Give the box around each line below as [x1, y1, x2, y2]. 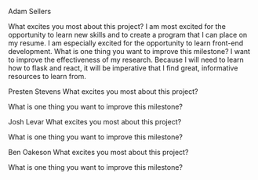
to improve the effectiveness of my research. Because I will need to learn [8, 55, 245, 64]
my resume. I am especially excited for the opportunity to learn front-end [8, 38, 244, 48]
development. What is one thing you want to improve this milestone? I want [8, 47, 251, 56]
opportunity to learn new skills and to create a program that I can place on [8, 31, 248, 39]
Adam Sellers [8, 7, 52, 16]
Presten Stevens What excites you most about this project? [8, 87, 198, 96]
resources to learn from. [8, 72, 86, 81]
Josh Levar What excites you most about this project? [8, 117, 182, 126]
